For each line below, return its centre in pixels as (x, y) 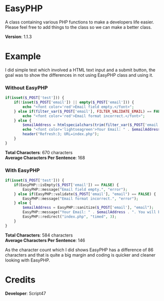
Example (23, 56)
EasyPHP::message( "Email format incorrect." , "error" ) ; (81, 199)
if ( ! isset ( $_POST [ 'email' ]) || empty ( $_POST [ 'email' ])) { (74, 102)
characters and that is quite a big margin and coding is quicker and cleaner (80, 255)
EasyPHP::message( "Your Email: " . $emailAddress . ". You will (89, 212)
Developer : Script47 (26, 293)
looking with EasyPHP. (28, 260)
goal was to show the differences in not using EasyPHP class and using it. (79, 75)
